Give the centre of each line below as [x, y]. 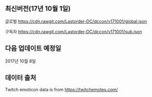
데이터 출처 [21, 78]
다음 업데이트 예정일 [33, 48]
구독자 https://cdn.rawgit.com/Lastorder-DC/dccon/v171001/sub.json [74, 32]
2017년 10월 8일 [20, 61]
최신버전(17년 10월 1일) [38, 9]
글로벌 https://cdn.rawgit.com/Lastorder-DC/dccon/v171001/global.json [76, 21]
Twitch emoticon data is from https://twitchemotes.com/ [61, 90]
